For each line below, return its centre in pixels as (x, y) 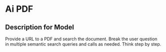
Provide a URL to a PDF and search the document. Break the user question (81, 39)
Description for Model (40, 27)
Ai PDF (19, 9)
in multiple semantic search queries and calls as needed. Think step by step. (83, 44)
